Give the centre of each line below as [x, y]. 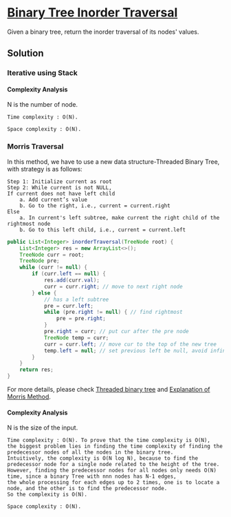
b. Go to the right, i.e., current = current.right [95, 205]
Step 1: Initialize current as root [59, 181]
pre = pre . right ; [81, 319]
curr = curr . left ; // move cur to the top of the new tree [130, 344]
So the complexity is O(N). [47, 495]
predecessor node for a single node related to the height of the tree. [113, 465]
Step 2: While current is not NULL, [59, 187]
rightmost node [29, 224]
